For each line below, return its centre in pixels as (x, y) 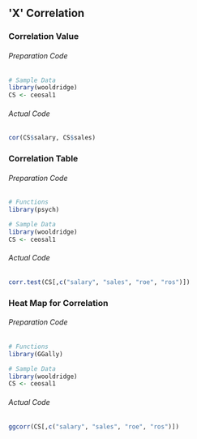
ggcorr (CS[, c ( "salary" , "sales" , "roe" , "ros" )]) (94, 426)
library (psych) (34, 210)
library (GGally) (36, 354)
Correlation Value (44, 37)
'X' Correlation (47, 13)
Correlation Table (43, 159)
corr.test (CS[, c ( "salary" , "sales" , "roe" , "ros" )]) (99, 282)
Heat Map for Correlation (58, 303)
